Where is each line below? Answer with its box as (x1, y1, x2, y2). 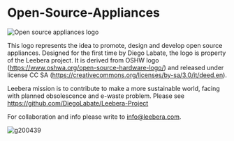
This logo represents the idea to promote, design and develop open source (7, 41, 223, 49)
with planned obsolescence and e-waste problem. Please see (7, 92, 185, 100)
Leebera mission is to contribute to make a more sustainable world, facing (7, 84, 220, 92)
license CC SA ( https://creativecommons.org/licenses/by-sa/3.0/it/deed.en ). (7, 71, 227, 79)
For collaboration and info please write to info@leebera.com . (7, 113, 182, 121)
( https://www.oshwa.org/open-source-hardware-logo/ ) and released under (7, 63, 224, 72)
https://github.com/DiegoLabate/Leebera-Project (7, 99, 149, 107)
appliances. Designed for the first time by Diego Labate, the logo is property (7, 49, 226, 57)
